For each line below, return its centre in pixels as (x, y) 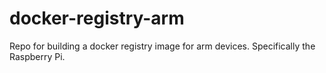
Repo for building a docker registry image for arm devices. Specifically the (162, 46)
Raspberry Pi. (37, 56)
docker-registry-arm (97, 18)
